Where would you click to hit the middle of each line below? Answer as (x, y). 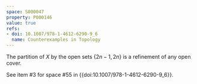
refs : (13, 28)
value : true (21, 23)
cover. (14, 63)
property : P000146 (29, 17)
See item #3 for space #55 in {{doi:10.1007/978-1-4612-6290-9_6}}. (90, 75)
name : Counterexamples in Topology (56, 40)
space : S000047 (25, 12)
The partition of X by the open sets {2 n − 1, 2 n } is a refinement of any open (98, 57)
